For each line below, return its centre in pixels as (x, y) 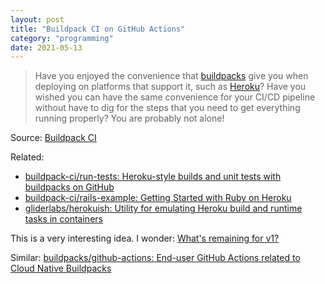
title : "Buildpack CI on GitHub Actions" (98, 29)
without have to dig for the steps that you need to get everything (167, 108)
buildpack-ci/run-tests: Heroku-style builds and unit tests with (153, 177)
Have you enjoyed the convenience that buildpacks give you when (171, 76)
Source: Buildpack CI (53, 138)
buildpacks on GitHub (69, 187)
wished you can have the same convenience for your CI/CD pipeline (175, 97)
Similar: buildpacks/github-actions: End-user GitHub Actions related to (155, 258)
